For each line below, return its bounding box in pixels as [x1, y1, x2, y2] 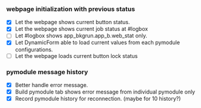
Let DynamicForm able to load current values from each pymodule [14, 39, 180, 46]
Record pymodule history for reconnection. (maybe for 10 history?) [14, 95, 181, 103]
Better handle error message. [14, 81, 89, 89]
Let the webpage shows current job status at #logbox [14, 25, 148, 33]
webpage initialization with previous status [6, 5, 135, 13]
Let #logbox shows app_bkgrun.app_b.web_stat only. [14, 32, 148, 39]
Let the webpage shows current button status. [14, 19, 130, 26]
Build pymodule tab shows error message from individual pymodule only [14, 88, 196, 95]
